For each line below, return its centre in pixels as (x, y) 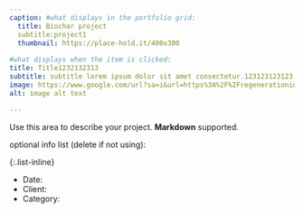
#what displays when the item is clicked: (90, 60)
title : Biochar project (62, 26)
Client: (34, 189)
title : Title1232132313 (54, 69)
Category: (41, 199)
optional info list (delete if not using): (78, 144)
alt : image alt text (48, 93)
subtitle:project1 (52, 34)
